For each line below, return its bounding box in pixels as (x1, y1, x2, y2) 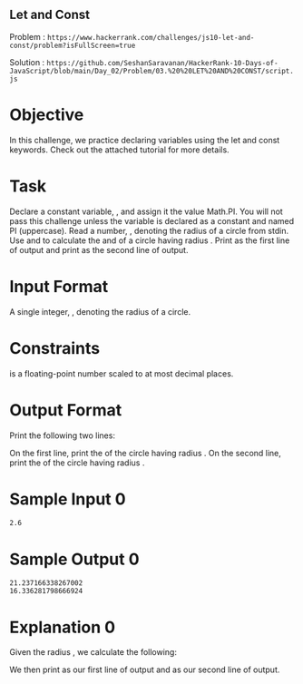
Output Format (9, 399, 122, 420)
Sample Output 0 (9, 549, 140, 570)
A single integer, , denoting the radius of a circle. (9, 306, 191, 317)
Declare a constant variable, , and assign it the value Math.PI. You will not (9, 206, 283, 217)
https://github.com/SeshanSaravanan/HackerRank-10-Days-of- (46, 58, 279, 67)
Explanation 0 (9, 617, 116, 638)
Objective (9, 104, 84, 125)
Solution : (9, 56, 45, 67)
